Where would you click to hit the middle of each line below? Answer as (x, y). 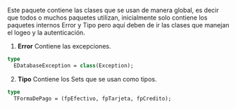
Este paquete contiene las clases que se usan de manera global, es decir (113, 10)
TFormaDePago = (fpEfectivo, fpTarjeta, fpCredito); (93, 98)
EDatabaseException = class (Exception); (74, 65)
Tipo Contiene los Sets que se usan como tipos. (87, 79)
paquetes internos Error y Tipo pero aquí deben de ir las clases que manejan (118, 25)
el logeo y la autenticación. (46, 32)
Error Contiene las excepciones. (64, 46)
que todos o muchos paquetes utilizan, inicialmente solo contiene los (107, 18)
